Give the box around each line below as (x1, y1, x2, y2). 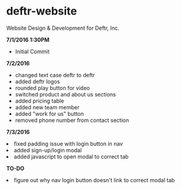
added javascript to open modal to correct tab (14, 153, 129, 160)
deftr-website (6, 4, 77, 18)
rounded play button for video (15, 84, 90, 92)
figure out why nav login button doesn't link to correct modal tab (14, 176, 175, 183)
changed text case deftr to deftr (15, 71, 95, 78)
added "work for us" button (15, 110, 84, 117)
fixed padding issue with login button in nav (14, 140, 123, 147)
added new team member (15, 103, 80, 110)
